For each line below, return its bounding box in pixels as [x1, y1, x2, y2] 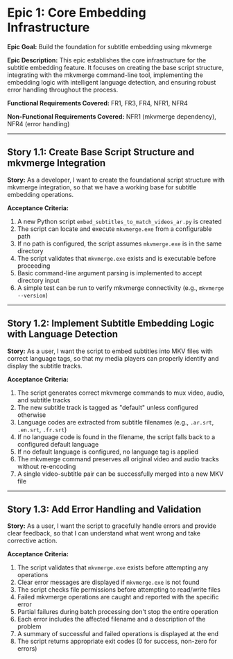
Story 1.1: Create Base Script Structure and [7, 146, 195, 158]
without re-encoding [17, 462, 76, 470]
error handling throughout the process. [7, 85, 119, 94]
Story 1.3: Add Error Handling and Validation [7, 503, 202, 515]
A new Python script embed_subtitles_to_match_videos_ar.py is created [17, 217, 222, 225]
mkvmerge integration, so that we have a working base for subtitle [7, 182, 196, 191]
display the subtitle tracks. [7, 361, 83, 370]
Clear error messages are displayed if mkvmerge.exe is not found [17, 578, 200, 587]
